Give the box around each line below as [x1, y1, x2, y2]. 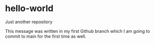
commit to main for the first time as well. [5, 33, 87, 39]
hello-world [5, 3, 54, 14]
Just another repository [5, 19, 53, 25]
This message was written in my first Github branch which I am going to [5, 28, 151, 34]
